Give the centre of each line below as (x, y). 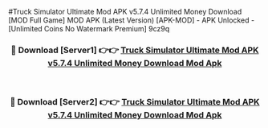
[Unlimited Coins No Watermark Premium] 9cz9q (89, 29)
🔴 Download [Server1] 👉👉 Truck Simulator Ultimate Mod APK (135, 50)
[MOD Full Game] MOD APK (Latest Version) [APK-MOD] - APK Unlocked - (132, 20)
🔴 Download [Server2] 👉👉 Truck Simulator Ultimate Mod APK (135, 102)
